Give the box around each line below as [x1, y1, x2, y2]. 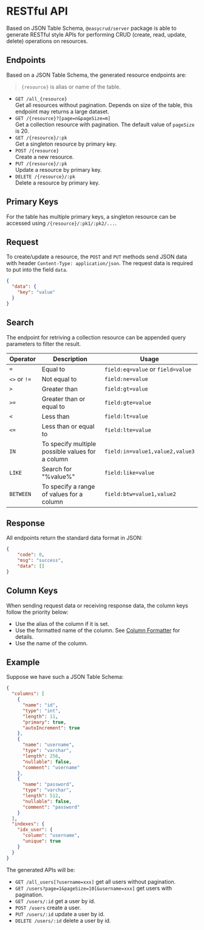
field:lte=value [104, 427, 152, 433]
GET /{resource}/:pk [15, 135, 67, 141]
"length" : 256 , [22, 753, 61, 759]
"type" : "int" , [22, 708, 61, 714]
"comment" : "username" [22, 764, 80, 770]
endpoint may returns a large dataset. [15, 108, 109, 115]
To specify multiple [41, 439, 97, 448]
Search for [41, 464, 72, 473]
